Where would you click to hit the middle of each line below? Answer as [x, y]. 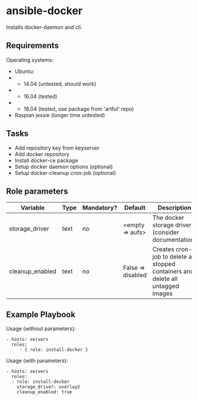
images [162, 294]
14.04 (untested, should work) [60, 84]
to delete [175, 257]
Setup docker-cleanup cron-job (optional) [65, 173]
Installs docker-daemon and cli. [44, 27]
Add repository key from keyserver [57, 148]
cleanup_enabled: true [44, 392]
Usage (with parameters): [37, 361]
